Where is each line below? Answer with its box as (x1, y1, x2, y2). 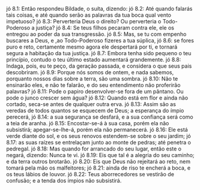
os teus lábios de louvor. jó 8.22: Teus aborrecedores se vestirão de (6, 171, 174, 177)
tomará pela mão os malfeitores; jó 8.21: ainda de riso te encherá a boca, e (6, 164, 191, 171)
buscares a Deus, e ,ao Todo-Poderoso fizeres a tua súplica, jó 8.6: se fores (6, 37, 194, 44)
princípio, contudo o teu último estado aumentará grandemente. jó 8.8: (6, 56, 181, 63)
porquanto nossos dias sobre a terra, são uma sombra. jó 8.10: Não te (6, 75, 178, 82)
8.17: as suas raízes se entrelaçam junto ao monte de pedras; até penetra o (6, 139, 191, 146)
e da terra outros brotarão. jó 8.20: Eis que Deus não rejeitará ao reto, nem (6, 158, 191, 165)
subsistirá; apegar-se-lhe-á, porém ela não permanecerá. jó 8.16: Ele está (6, 126, 188, 133)
